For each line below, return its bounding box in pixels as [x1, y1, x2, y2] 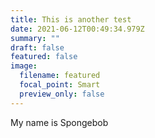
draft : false [10, 42, 65, 53]
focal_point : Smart [19, 80, 101, 90]
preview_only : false [19, 89, 105, 99]
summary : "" [10, 33, 60, 43]
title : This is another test [10, 14, 132, 25]
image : [10, 61, 38, 71]
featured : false [10, 52, 78, 62]
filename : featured [19, 71, 101, 81]
